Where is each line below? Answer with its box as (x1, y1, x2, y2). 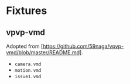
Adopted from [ (6, 43, 43, 50)
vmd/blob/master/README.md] (6, 49, 82, 56)
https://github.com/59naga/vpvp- (43, 43, 124, 50)
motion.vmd (14, 68, 42, 73)
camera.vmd (14, 61, 42, 67)
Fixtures (6, 4, 47, 17)
